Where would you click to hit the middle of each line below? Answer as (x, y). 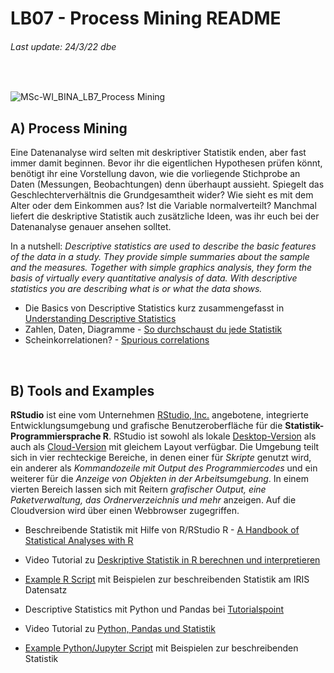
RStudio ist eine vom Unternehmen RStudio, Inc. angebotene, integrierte (159, 415)
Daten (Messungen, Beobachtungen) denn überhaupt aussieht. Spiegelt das (167, 184)
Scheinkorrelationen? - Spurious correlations (117, 340)
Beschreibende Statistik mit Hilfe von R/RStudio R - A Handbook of (162, 530)
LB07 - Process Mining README (146, 18)
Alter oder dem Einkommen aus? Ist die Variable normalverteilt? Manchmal (163, 206)
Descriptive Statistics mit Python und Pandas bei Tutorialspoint (154, 609)
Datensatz (46, 590)
